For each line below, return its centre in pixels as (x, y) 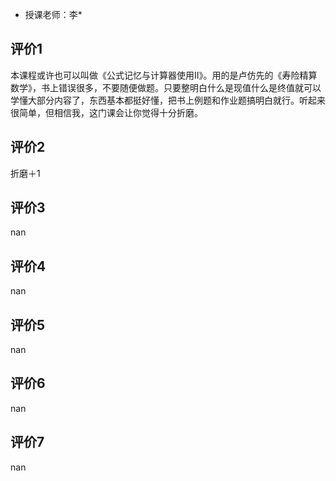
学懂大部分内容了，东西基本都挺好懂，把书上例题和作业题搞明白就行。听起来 (168, 100)
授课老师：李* (53, 14)
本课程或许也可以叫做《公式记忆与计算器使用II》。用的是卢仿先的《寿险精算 (164, 75)
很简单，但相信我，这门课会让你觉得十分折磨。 (106, 112)
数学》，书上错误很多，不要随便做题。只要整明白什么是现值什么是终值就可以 (166, 87)
